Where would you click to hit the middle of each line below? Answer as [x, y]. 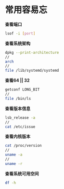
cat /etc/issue [20, 126]
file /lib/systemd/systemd [32, 71]
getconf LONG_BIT [22, 90]
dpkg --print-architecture [32, 52]
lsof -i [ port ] [20, 33]
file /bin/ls [18, 98]
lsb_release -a [20, 118]
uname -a [14, 155]
